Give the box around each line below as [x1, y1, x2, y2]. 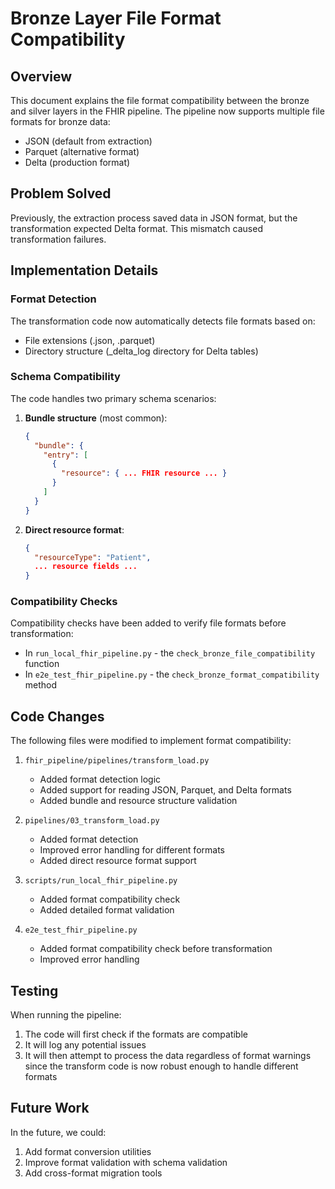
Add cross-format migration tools [24, 1167, 163, 1179]
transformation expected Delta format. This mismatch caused [10, 222, 263, 234]
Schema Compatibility [10, 370, 121, 384]
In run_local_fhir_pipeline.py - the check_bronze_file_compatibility [24, 647, 316, 659]
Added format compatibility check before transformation [39, 943, 273, 955]
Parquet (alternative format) [24, 146, 140, 157]
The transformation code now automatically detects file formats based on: [10, 315, 316, 327]
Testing [10, 982, 59, 999]
